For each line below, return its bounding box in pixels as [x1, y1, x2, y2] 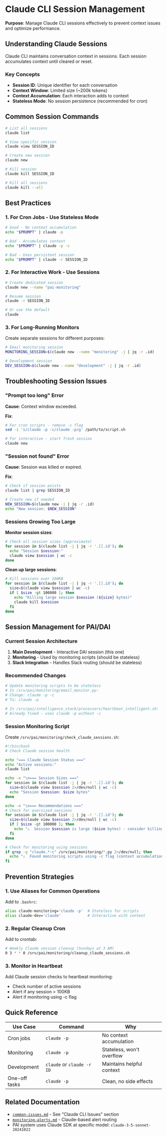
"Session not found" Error [5, 453, 70, 460]
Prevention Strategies [5, 872, 75, 881]
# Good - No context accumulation [5, 225, 77, 230]
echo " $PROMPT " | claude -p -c [5, 243, 70, 248]
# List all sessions [5, 126, 48, 131]
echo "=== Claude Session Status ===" [5, 757, 85, 762]
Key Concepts [5, 71, 40, 78]
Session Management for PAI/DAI [5, 622, 111, 631]
